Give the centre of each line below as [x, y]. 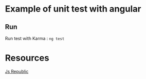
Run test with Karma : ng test [35, 38]
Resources [27, 58]
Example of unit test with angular [73, 9]
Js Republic [17, 71]
